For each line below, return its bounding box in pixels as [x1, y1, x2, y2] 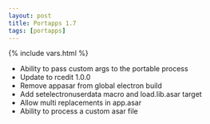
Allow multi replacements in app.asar [19, 98, 142, 108]
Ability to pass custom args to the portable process [19, 64, 189, 74]
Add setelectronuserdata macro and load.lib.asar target [19, 90, 202, 99]
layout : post [8, 11, 52, 20]
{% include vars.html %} [8, 49, 89, 58]
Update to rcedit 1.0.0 [19, 73, 91, 82]
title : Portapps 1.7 [8, 19, 77, 27]
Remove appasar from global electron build [19, 81, 162, 90]
